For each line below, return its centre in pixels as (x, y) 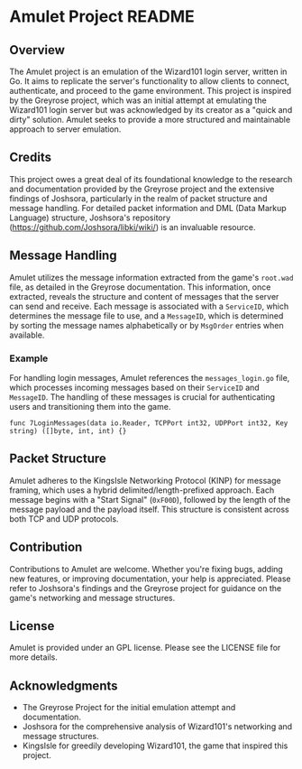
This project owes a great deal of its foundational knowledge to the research (151, 179)
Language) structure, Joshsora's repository (90, 218)
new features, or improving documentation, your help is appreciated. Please (150, 579)
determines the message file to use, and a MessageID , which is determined (146, 315)
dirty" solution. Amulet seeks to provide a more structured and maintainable (150, 120)
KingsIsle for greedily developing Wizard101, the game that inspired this (155, 746)
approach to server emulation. (65, 129)
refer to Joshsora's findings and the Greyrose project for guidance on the (146, 588)
